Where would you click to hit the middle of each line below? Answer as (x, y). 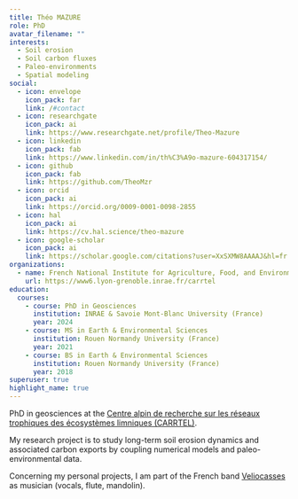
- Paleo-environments (57, 67)
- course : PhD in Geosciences (81, 306)
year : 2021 (53, 347)
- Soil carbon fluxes (57, 58)
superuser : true (39, 380)
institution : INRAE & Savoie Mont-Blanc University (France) (148, 314)
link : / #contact (55, 108)
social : (24, 83)
